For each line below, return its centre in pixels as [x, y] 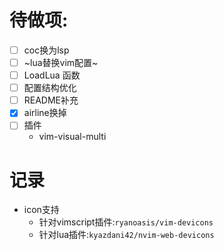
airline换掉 [45, 113]
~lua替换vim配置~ [61, 62]
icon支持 [41, 210]
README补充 [51, 100]
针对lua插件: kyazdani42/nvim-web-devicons [126, 235]
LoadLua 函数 [52, 75]
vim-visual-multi [72, 137]
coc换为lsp [46, 50]
